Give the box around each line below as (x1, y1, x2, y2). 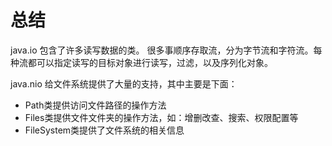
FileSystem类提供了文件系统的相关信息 (24, 124, 185, 136)
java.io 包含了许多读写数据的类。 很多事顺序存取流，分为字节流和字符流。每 (10, 44, 323, 56)
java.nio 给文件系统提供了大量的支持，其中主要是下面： (10, 77, 238, 90)
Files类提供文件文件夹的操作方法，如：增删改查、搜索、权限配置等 (24, 111, 299, 123)
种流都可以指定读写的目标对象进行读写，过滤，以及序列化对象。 (10, 56, 273, 68)
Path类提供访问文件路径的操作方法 (24, 99, 167, 111)
